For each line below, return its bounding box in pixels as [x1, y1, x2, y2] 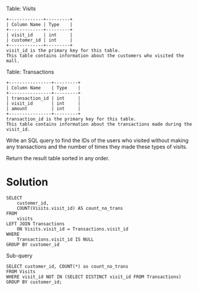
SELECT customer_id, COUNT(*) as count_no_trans [6, 263, 129, 269]
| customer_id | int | [6, 37, 73, 43]
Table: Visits [6, 5, 36, 12]
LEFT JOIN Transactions [6, 220, 65, 227]
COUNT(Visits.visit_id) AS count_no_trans [17, 205, 123, 211]
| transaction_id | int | [6, 95, 81, 101]
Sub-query [6, 252, 33, 259]
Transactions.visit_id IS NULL [17, 236, 94, 242]
